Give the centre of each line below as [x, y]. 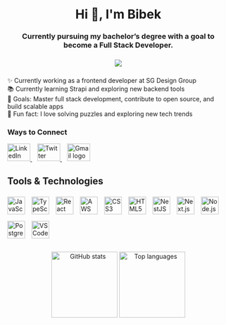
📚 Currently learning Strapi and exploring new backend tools [96, 89]
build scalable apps [36, 106]
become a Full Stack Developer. [118, 45]
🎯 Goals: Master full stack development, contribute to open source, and [111, 98]
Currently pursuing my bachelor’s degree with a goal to [118, 37]
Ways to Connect [37, 132]
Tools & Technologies [55, 181]
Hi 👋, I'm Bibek [118, 14]
